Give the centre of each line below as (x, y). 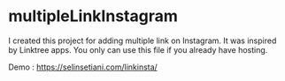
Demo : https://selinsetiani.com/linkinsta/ (83, 67)
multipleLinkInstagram (93, 16)
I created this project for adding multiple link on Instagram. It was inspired (142, 40)
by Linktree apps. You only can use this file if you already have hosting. (138, 49)
